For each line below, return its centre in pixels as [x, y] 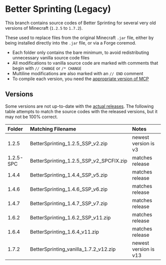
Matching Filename [53, 129]
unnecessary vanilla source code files [51, 57]
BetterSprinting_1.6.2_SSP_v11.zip [70, 218]
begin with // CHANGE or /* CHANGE [47, 68]
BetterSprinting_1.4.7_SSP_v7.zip [69, 203]
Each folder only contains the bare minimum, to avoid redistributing [81, 52]
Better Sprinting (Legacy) [58, 9]
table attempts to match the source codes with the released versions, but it [81, 111]
